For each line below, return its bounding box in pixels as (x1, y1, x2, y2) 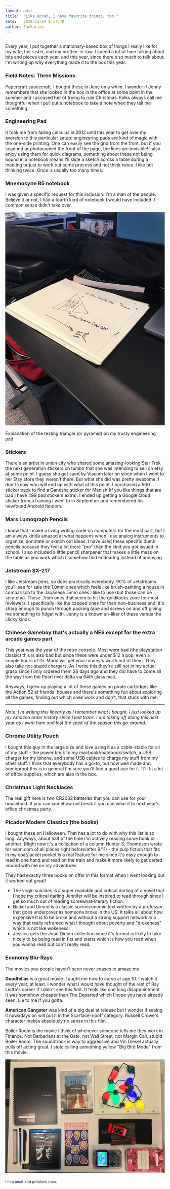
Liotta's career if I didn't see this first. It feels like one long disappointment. (5, 986, 161, 992)
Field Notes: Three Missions (5, 72, 76, 79)
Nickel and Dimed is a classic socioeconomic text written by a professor (12, 904, 163, 910)
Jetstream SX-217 (5, 567, 50, 574)
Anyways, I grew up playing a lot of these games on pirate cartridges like (5, 684, 157, 690)
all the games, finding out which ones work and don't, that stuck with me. (5, 694, 158, 700)
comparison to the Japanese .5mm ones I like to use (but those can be (5, 589, 152, 596)
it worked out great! (5, 878, 47, 884)
